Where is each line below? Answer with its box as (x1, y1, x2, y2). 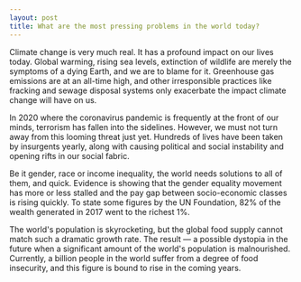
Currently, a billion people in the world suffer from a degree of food (9, 252, 259, 263)
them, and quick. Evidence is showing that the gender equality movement (9, 177, 282, 188)
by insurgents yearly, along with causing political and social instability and (9, 141, 284, 152)
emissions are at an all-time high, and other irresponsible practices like (9, 75, 272, 86)
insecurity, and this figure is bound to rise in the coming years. (9, 262, 242, 273)
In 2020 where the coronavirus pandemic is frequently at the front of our (9, 112, 279, 123)
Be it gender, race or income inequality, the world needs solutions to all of (9, 168, 283, 179)
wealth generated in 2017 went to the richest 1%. (9, 206, 191, 217)
